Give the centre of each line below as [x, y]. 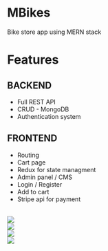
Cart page [31, 162]
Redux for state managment [56, 169]
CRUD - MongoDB [43, 109]
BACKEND [30, 85]
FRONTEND [32, 139]
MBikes [29, 13]
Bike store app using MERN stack [54, 32]
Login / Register [40, 184]
